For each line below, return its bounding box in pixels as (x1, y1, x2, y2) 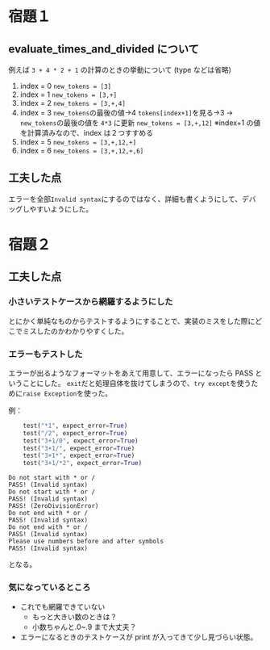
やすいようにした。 (29, 203, 93, 214)
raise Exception (23, 389, 77, 398)
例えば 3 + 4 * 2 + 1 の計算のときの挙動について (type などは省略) (8, 65, 232, 74)
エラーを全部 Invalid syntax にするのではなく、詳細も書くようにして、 (8, 194, 243, 203)
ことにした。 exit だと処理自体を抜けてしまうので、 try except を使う (22, 378, 251, 388)
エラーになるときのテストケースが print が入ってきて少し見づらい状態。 (19, 631, 258, 642)
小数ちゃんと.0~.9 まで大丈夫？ (31, 622, 137, 631)
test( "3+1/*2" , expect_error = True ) (23, 459, 143, 468)
